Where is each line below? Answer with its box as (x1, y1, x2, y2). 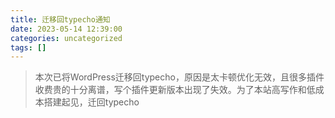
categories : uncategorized (10, 33, 123, 43)
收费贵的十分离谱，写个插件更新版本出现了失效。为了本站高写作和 (34, 84, 307, 96)
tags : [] (10, 42, 47, 53)
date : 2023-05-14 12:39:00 (10, 24, 123, 34)
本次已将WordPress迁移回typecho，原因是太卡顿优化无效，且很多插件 (34, 71, 325, 83)
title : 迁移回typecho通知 (10, 14, 111, 25)
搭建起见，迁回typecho (43, 96, 140, 108)
